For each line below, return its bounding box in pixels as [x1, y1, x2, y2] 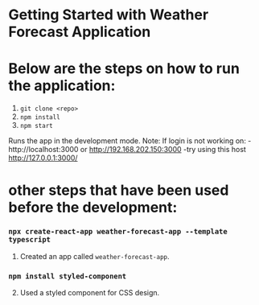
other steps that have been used [8, 181, 229, 200]
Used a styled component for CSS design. [19, 287, 160, 297]
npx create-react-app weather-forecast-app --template [8, 227, 228, 237]
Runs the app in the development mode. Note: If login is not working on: [8, 136, 247, 146]
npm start [19, 122, 54, 130]
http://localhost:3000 [8, 145, 79, 155]
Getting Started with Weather [8, 6, 209, 24]
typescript [8, 235, 51, 245]
